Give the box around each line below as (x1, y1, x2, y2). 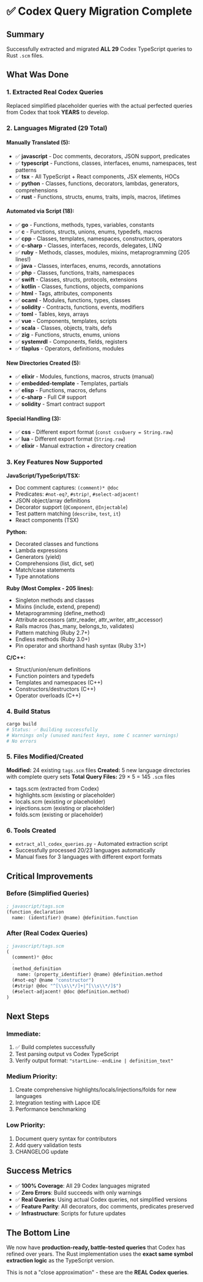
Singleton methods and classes (15, 596, 95, 604)
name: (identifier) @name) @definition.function (12, 914, 138, 920)
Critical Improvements (6, 871, 94, 881)
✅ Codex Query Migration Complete (6, 4, 193, 18)
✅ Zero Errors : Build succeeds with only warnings (15, 1189, 142, 1196)
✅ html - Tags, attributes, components (15, 290, 113, 297)
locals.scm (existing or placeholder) (15, 798, 106, 805)
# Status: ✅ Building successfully (6, 726, 98, 733)
